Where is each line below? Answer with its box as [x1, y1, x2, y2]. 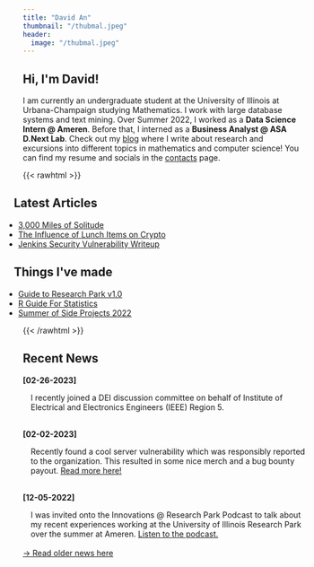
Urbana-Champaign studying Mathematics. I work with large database [22, 105, 283, 116]
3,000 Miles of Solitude [17, 219, 105, 230]
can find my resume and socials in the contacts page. [22, 153, 221, 163]
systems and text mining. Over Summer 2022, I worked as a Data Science [22, 114, 297, 126]
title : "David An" [22, 13, 92, 22]
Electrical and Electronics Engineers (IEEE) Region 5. [31, 401, 224, 413]
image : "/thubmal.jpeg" [31, 38, 119, 48]
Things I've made [13, 265, 113, 280]
